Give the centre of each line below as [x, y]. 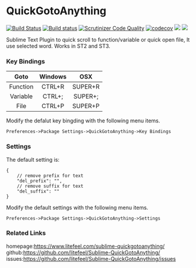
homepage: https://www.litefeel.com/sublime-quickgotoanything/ [86, 246]
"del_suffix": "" [38, 191]
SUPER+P [86, 106]
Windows [53, 77]
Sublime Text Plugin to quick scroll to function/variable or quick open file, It [98, 39]
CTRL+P [53, 106]
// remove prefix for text [50, 176]
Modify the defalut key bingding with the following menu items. [83, 121]
